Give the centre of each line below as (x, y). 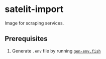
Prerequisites (26, 39)
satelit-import (34, 9)
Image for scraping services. (34, 23)
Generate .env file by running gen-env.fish (56, 50)
